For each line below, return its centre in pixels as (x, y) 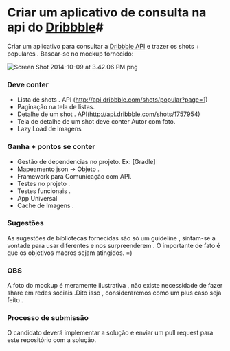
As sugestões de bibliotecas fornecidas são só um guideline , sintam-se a (112, 238)
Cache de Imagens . (45, 205)
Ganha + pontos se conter (51, 147)
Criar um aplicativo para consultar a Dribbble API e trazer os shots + (104, 46)
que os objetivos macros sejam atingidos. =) (70, 253)
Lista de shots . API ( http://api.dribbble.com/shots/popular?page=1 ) (112, 100)
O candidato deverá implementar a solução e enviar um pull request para (110, 333)
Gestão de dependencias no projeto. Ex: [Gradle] (86, 161)
